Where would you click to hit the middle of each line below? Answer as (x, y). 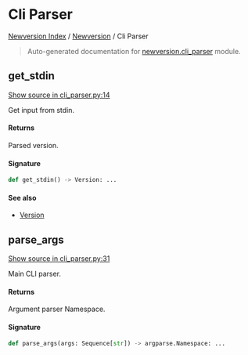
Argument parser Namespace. (57, 309)
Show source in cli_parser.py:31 (59, 259)
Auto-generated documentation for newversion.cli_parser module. (134, 51)
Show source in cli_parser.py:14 (59, 95)
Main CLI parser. (34, 274)
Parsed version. (33, 145)
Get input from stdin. (41, 110)
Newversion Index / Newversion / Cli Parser (78, 36)
